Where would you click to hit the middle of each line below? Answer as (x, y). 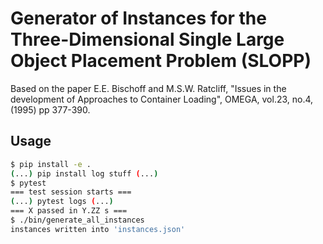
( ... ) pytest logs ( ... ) (62, 202)
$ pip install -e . (51, 164)
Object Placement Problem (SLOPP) (161, 61)
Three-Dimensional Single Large (147, 39)
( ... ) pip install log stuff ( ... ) (84, 173)
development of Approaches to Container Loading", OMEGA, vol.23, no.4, (162, 99)
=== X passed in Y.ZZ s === (69, 211)
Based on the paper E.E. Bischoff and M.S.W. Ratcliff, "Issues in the (148, 88)
